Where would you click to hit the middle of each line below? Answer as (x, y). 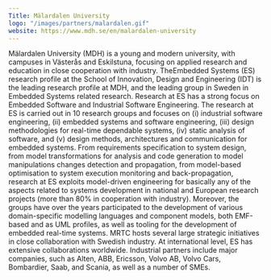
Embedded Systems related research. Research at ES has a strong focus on (134, 97)
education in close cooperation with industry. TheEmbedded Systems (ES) (132, 71)
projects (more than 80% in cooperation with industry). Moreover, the (124, 199)
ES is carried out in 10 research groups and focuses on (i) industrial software (135, 113)
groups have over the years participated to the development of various (126, 208)
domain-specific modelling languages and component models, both (121, 216)
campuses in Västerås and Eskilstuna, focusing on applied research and (128, 62)
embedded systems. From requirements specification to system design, (127, 148)
